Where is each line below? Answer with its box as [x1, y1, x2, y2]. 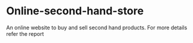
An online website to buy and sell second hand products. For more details [6, 24, 188, 31]
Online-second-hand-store [6, 4, 144, 18]
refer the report [6, 30, 44, 37]
